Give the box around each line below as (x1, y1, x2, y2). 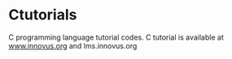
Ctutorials (8, 6, 77, 24)
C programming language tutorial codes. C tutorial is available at (8, 32, 224, 42)
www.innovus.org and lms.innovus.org (8, 40, 138, 50)
